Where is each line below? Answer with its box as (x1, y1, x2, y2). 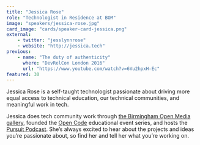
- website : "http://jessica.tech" (17, 43, 105, 49)
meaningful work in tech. (6, 101, 69, 108)
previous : (6, 49, 32, 55)
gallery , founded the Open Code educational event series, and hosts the (6, 119, 188, 127)
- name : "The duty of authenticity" (17, 54, 111, 60)
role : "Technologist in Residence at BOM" (6, 15, 116, 21)
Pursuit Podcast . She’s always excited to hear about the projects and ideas (6, 126, 194, 133)
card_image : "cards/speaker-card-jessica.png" (6, 26, 127, 32)
